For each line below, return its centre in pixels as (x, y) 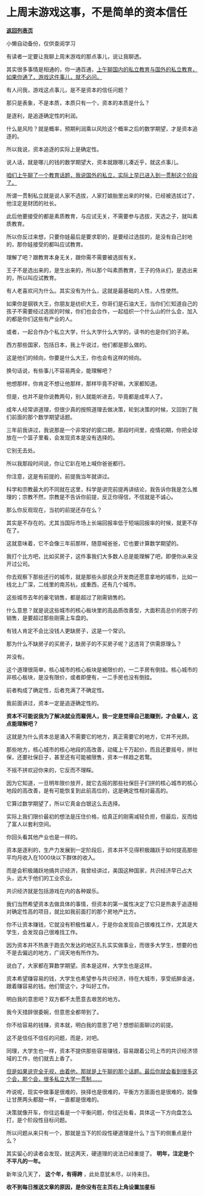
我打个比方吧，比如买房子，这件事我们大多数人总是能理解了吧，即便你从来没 (102, 556)
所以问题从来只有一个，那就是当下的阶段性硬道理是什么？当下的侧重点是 (97, 1133)
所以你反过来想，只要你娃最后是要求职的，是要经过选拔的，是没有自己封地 (99, 236)
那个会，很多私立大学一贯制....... (62, 1079)
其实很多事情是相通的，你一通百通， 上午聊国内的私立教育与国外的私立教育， (102, 69)
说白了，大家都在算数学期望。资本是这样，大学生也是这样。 (81, 965)
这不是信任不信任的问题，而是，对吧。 (54, 1038)
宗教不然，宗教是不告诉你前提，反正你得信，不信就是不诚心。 (99, 497)
